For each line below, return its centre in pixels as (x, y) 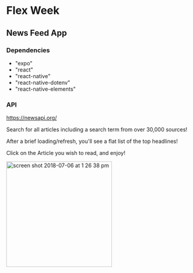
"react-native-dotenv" (43, 82)
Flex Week (33, 11)
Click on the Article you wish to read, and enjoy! (66, 153)
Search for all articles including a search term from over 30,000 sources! (97, 130)
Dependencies (28, 50)
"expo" (24, 63)
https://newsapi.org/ (32, 118)
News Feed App (37, 33)
